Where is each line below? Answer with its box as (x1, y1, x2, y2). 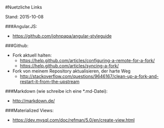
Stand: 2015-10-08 (5, 14, 44, 19)
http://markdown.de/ (12, 98, 55, 104)
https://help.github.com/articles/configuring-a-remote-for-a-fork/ (19, 58, 155, 64)
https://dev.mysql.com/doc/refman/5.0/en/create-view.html (12, 117, 135, 123)
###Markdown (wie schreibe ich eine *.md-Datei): (5, 88, 108, 94)
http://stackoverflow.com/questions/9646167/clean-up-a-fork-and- (19, 73, 159, 79)
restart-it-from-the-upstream (19, 79, 80, 84)
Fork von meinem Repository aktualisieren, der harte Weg (12, 68, 131, 74)
